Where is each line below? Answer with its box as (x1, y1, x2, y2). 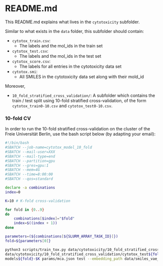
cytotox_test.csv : (12, 48, 49, 54)
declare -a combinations (5, 185, 55, 190)
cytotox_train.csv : (12, 37, 51, 44)
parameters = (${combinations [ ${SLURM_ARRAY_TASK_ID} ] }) (5, 234, 118, 239)
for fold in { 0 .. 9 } (5, 207, 45, 212)
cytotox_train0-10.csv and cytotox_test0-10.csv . (12, 103, 113, 109)
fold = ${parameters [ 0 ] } (5, 238, 51, 243)
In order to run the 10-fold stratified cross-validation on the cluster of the (5, 126, 150, 132)
